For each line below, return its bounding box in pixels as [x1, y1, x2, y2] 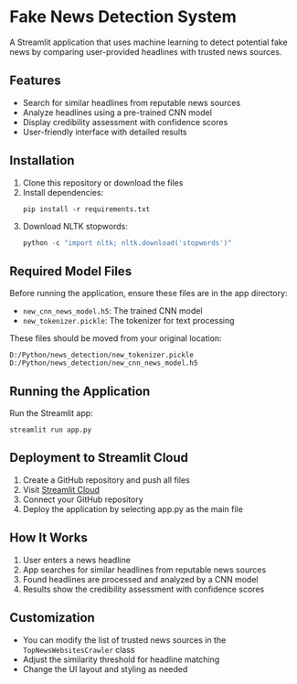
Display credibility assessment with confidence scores [22, 116, 228, 127]
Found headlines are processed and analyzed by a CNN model [22, 573, 259, 584]
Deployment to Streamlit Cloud [9, 450, 189, 465]
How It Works [9, 530, 89, 546]
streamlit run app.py [9, 425, 92, 435]
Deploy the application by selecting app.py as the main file [22, 503, 244, 514]
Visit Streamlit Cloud [22, 484, 101, 495]
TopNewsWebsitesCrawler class [22, 644, 135, 655]
